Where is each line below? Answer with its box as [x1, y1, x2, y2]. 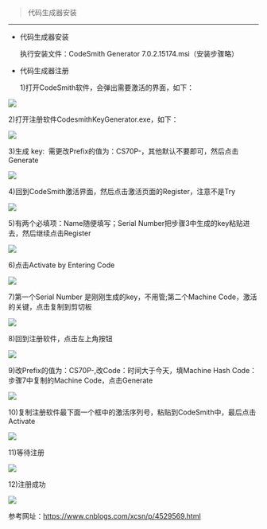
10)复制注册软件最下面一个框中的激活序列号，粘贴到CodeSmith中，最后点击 [8, 407, 257, 417]
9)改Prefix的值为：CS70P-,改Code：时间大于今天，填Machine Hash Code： [8, 366, 257, 375]
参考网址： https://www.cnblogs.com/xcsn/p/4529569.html [8, 511, 201, 520]
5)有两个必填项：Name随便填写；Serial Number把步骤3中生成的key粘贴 [8, 219, 244, 228]
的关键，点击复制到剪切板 [8, 302, 92, 311]
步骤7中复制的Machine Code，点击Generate [8, 375, 153, 385]
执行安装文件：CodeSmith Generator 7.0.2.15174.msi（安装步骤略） [19, 49, 238, 58]
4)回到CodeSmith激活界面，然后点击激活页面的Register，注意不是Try [8, 187, 236, 196]
